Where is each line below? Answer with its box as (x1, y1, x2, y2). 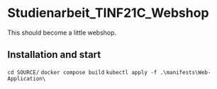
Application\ (7, 75, 46, 82)
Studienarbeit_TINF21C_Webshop (7, 5, 209, 21)
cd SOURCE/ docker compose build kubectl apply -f (7, 69, 157, 76)
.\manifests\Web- (160, 69, 211, 76)
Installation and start (7, 49, 101, 61)
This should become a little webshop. (7, 28, 117, 37)
